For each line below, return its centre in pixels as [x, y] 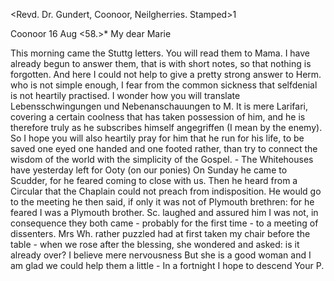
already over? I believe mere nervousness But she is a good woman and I [161, 255]
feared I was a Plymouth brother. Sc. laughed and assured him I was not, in [164, 212]
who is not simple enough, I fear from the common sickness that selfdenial [164, 85]
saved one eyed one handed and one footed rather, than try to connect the [164, 148]
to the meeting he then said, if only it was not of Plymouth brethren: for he [162, 202]
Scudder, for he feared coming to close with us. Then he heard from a [154, 180]
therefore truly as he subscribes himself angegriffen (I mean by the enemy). [166, 127]
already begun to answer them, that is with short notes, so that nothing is [161, 63]
